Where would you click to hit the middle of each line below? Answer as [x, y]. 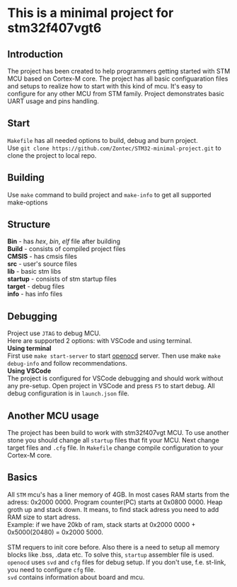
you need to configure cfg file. [51, 569]
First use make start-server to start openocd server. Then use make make [114, 356]
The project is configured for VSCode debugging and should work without [115, 378]
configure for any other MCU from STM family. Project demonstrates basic [116, 94]
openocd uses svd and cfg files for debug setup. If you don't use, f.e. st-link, [117, 562]
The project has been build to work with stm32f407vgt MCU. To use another [118, 433]
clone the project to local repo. [52, 155]
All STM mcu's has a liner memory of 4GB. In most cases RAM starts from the [118, 494]
